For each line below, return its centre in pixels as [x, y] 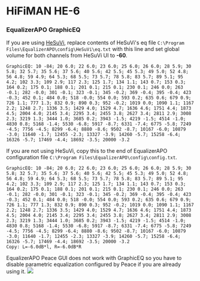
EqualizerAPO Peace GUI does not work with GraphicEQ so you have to [94, 258]
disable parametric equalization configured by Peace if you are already [94, 264]
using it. [16, 271]
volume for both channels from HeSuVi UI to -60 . [67, 56]
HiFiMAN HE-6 [43, 11]
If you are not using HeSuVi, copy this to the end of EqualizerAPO [87, 151]
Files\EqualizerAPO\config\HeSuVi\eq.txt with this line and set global [93, 49]
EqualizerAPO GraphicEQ [43, 30]
